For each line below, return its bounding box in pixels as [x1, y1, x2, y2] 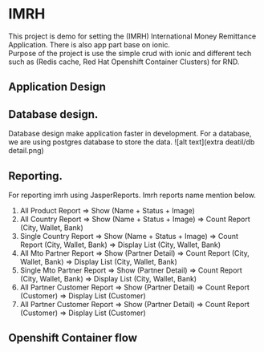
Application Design [8, 80, 107, 94]
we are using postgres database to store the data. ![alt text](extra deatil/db [8, 137, 255, 147]
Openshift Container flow [8, 331, 138, 345]
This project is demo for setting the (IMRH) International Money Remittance [8, 31, 257, 41]
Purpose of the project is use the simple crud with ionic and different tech [8, 48, 252, 58]
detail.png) [8, 146, 44, 156]
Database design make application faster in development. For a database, [8, 129, 252, 139]
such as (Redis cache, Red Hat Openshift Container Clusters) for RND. [8, 57, 240, 67]
